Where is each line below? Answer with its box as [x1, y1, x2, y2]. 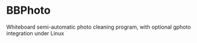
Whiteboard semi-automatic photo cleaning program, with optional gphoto [6, 23, 192, 30]
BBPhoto [6, 4, 51, 17]
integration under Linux [6, 29, 65, 36]
